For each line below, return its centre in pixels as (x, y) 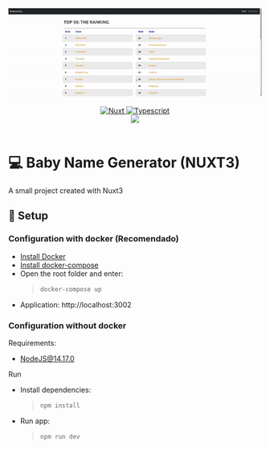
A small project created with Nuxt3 (65, 191)
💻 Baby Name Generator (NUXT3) (124, 163)
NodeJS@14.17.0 (47, 358)
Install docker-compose (59, 265)
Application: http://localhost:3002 (76, 304)
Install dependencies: (55, 389)
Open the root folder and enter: (72, 274)
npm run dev (60, 437)
